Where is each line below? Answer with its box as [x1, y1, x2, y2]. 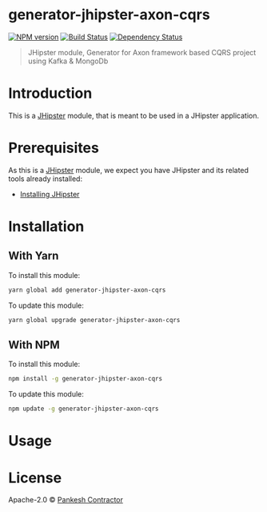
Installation [8, 218, 85, 236]
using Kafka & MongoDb [27, 56, 109, 66]
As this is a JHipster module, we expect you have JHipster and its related [8, 165, 249, 175]
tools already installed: [8, 174, 82, 183]
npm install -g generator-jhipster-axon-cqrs [8, 375, 162, 383]
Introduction [8, 84, 93, 103]
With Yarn [8, 249, 59, 263]
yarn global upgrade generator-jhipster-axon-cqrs [8, 316, 181, 324]
